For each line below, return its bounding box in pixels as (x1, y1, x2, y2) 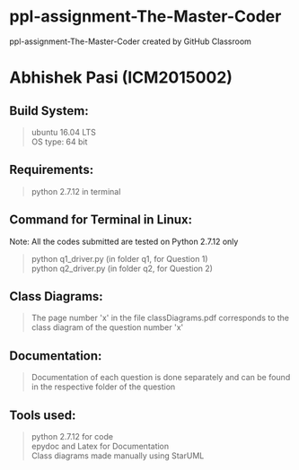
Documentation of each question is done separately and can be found (31, 372, 291, 383)
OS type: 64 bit (31, 136, 88, 147)
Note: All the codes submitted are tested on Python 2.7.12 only (9, 236, 239, 247)
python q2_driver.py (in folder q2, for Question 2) (31, 263, 214, 274)
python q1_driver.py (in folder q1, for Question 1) (31, 253, 208, 264)
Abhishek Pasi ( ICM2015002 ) (9, 67, 233, 88)
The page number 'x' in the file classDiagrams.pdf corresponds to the (31, 312, 290, 324)
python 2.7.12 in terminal (31, 186, 121, 196)
